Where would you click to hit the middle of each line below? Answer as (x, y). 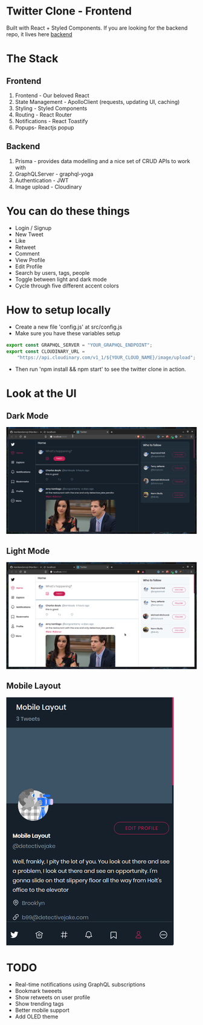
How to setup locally (59, 310)
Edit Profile (29, 266)
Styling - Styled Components (51, 108)
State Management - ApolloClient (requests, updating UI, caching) (97, 101)
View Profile (30, 260)
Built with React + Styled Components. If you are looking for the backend (97, 28)
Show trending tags (39, 1003)
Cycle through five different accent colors (67, 286)
